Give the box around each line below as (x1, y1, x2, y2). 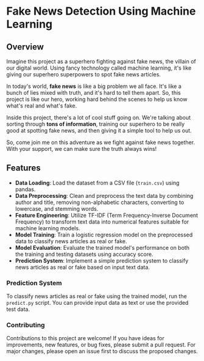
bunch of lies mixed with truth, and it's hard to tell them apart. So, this (6, 89, 181, 96)
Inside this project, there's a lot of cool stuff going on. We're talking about (6, 114, 191, 121)
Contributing (6, 321, 45, 329)
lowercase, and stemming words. (15, 205, 99, 212)
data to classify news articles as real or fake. (15, 237, 127, 245)
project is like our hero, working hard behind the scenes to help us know (6, 96, 188, 103)
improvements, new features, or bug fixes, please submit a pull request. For (6, 341, 196, 349)
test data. (6, 305, 30, 313)
